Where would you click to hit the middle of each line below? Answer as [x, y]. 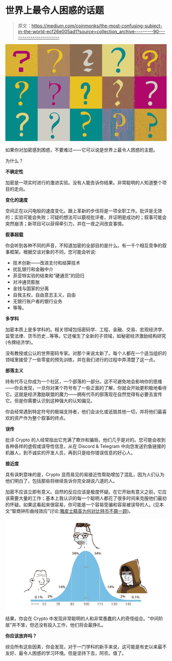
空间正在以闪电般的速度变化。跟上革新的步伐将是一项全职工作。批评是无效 [84, 211]
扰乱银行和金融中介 [33, 269]
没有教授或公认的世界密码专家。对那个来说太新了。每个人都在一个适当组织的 [86, 353]
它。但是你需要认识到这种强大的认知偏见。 [50, 401]
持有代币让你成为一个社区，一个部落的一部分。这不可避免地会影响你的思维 [84, 382]
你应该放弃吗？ [21, 636]
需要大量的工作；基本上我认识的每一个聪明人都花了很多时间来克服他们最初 [88, 498]
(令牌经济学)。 [20, 342]
